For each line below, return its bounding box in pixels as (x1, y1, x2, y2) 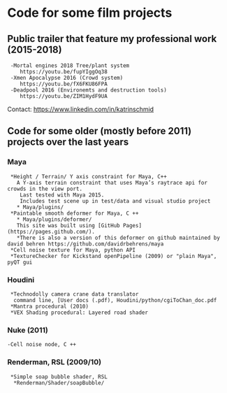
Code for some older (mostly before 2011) (7, 125, 192, 137)
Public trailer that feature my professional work (7, 33, 217, 45)
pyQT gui (7, 259, 33, 266)
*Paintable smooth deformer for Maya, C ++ (10, 210, 139, 217)
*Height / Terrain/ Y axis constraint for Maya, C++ (10, 173, 168, 180)
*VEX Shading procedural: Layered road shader (10, 309, 149, 316)
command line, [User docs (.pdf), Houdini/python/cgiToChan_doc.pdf (13, 296, 217, 303)
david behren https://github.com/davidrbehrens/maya (7, 240, 164, 248)
